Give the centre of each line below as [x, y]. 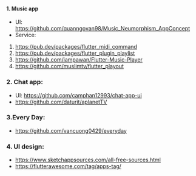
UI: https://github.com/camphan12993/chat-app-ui [78, 95]
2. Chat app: [25, 82]
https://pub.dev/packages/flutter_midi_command [76, 47]
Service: [25, 35]
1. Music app [22, 9]
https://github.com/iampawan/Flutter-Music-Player [79, 60]
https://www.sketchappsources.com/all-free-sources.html [88, 160]
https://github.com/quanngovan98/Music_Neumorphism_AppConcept [103, 29]
